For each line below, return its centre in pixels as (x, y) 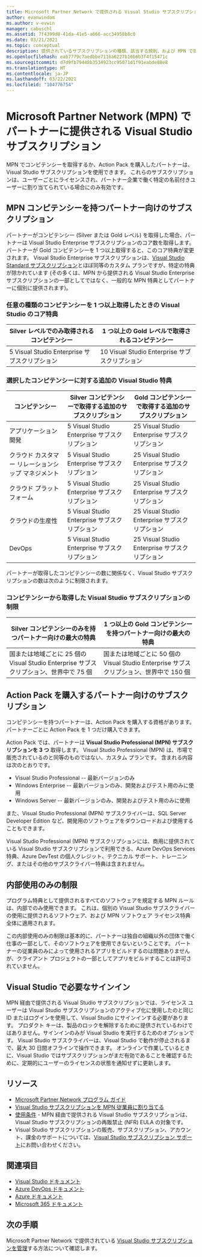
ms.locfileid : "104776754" (40, 85)
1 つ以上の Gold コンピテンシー (148, 624)
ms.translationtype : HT (36, 68)
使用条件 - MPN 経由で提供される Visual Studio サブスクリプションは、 (103, 1115)
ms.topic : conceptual (33, 46)
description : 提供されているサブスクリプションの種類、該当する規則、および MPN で (100, 51)
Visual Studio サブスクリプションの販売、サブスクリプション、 (92, 1130)
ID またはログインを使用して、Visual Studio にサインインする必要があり (95, 1018)
